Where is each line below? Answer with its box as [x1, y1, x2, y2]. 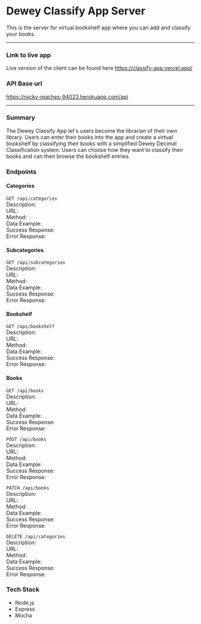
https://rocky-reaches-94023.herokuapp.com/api [6, 93, 129, 100]
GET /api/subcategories [6, 260, 66, 266]
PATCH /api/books [6, 485, 50, 491]
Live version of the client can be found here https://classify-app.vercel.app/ [6, 65, 193, 72]
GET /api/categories [6, 196, 58, 202]
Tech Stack [6, 585, 40, 593]
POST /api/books [6, 436, 47, 442]
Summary [6, 114, 36, 122]
